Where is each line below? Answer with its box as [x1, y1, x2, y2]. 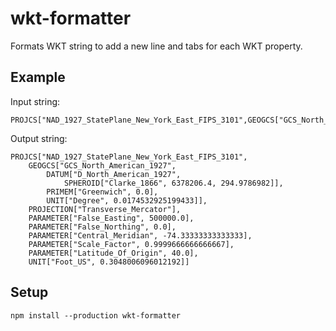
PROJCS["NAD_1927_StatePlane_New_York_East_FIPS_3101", [10, 152, 248, 162]
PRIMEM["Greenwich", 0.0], [46, 187, 159, 197]
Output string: [10, 132, 68, 144]
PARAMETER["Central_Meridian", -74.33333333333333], [28, 230, 253, 241]
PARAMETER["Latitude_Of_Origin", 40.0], [28, 248, 199, 258]
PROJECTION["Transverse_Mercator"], [28, 204, 182, 214]
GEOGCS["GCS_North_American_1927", [28, 160, 177, 171]
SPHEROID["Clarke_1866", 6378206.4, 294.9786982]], [63, 178, 284, 188]
